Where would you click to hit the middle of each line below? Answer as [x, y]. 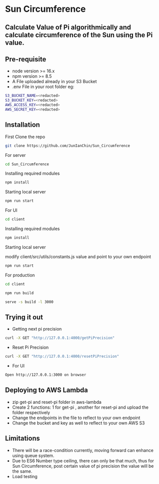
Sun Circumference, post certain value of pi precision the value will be [83, 466]
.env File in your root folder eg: [43, 87]
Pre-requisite [26, 59]
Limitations [23, 439]
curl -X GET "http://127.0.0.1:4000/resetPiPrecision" [62, 357]
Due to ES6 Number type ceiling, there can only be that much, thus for [83, 460]
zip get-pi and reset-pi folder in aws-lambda [57, 402]
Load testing [25, 476]
